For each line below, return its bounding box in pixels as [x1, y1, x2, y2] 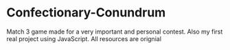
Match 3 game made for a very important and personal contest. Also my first [6, 27, 223, 36]
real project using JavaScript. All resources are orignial [6, 34, 162, 42]
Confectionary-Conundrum [6, 5, 166, 21]
